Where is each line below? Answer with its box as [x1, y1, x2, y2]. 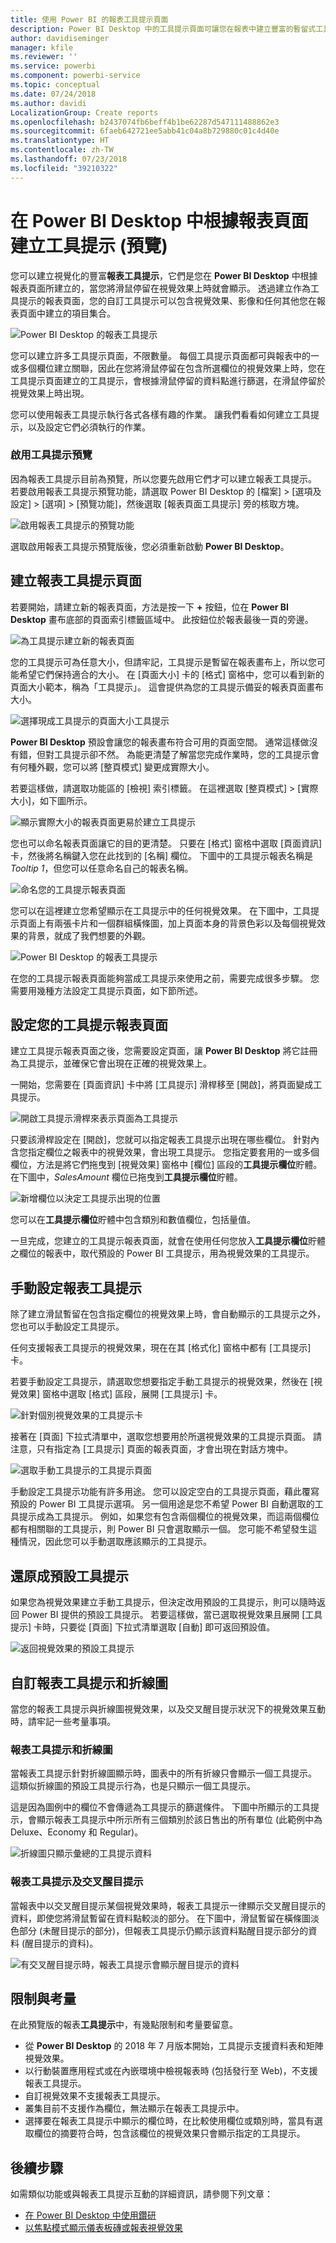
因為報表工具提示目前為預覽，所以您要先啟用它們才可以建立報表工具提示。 [10, 472, 317, 485]
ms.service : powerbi [10, 61, 97, 71]
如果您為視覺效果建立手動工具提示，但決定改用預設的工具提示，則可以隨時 [10, 1596, 317, 1608]
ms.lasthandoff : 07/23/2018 [10, 154, 128, 164]
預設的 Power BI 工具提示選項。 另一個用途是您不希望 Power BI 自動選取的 [10, 1498, 315, 1510]
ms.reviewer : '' [10, 52, 78, 62]
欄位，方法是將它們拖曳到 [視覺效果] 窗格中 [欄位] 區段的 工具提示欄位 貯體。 [10, 1159, 323, 1171]
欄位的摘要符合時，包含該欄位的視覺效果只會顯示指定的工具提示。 [33, 2127, 306, 2140]
